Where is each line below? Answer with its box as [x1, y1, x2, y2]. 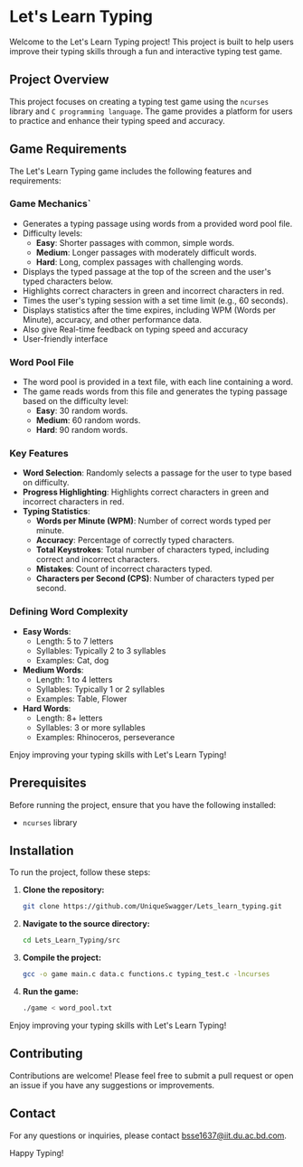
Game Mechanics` [9, 197, 91, 210]
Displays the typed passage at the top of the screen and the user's [22, 266, 271, 277]
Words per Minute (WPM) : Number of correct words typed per [35, 515, 271, 526]
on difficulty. [22, 477, 70, 488]
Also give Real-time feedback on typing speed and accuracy [22, 324, 249, 334]
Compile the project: [22, 952, 102, 964]
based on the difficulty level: [22, 396, 129, 407]
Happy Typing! [9, 1147, 64, 1158]
